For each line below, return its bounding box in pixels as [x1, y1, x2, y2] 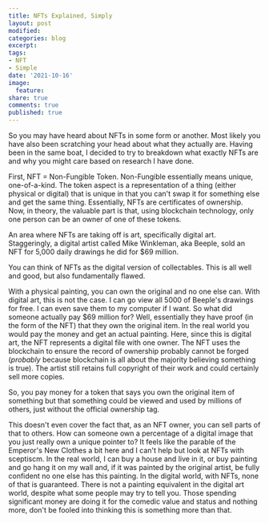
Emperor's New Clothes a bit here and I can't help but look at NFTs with [8, 446, 244, 455]
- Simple [8, 64, 38, 72]
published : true [8, 109, 62, 117]
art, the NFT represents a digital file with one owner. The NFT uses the [8, 338, 241, 347]
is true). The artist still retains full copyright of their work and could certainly [8, 363, 259, 373]
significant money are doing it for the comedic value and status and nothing [8, 497, 258, 506]
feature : [15, 86, 45, 95]
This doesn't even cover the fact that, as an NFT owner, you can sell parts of [8, 420, 261, 429]
